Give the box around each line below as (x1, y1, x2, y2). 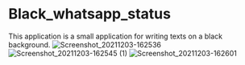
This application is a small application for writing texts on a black (8, 31, 223, 41)
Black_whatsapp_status (8, 5, 172, 23)
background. (8, 39, 51, 49)
